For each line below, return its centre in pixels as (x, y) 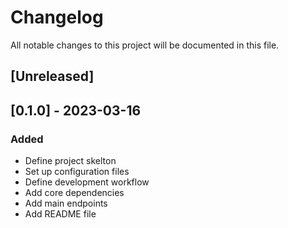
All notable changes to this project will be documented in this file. (145, 45)
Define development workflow (87, 182)
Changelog (57, 17)
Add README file (60, 214)
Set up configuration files (77, 172)
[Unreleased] (52, 76)
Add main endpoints (66, 203)
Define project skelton (70, 161)
